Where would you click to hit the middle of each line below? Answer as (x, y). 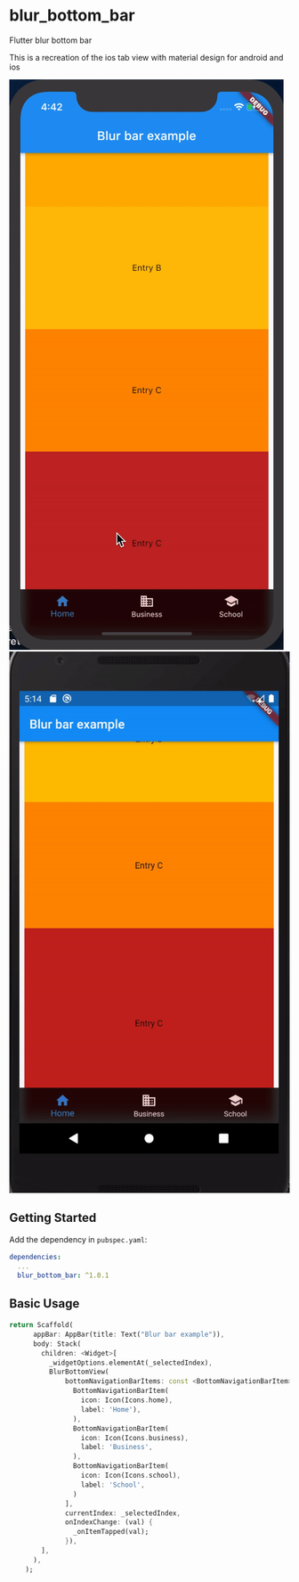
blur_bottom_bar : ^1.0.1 (63, 1275)
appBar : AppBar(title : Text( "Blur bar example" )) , (129, 1334)
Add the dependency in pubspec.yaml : (78, 1239)
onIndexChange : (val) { (109, 1522)
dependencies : (36, 1257)
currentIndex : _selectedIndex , (123, 1513)
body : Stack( (57, 1344)
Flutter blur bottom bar (51, 40)
